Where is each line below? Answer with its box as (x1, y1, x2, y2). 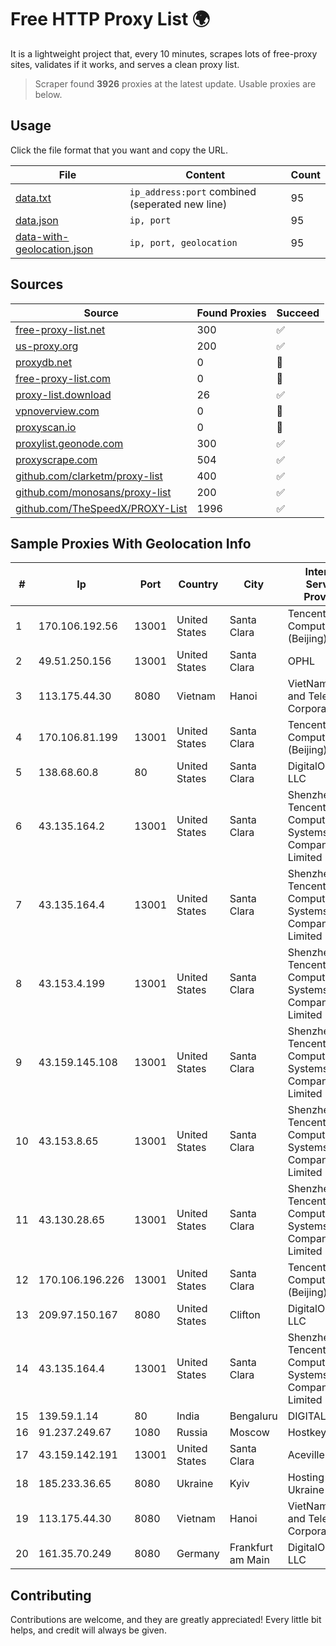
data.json (15, 213, 59, 227)
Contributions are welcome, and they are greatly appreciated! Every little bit (10, 1614, 322, 1626)
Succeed (276, 306, 320, 320)
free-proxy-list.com (15, 371, 112, 385)
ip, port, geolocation (129, 237, 238, 248)
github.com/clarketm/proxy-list (15, 469, 163, 483)
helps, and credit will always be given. (10, 1624, 167, 1636)
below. (34, 88, 63, 100)
